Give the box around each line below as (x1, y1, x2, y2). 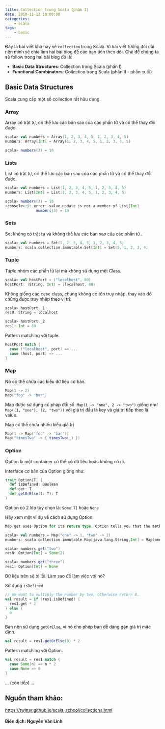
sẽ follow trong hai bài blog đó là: (5, 54, 73, 60)
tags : (5, 26, 16, 31)
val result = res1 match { (5, 657, 60, 662)
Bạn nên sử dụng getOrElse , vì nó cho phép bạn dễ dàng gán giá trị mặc (5, 624, 151, 630)
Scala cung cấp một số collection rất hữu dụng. (5, 96, 101, 102)
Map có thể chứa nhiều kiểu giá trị (5, 421, 74, 427)
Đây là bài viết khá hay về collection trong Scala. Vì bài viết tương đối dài (5, 44, 155, 49)
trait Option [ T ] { (5, 477, 43, 482)
